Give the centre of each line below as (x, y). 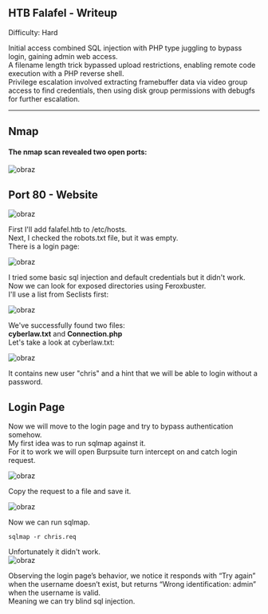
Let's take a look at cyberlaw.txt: (61, 342)
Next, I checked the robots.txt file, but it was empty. (93, 238)
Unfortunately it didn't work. (55, 552)
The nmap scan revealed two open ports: (78, 152)
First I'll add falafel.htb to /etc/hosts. (68, 229)
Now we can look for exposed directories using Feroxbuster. (107, 286)
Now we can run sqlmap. (49, 522)
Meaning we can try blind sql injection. (72, 601)
